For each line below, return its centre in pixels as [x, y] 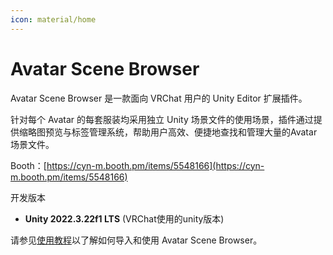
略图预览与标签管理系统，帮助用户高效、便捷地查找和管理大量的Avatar [172, 132]
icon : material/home [53, 19]
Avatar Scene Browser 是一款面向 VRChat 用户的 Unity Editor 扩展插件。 [159, 98]
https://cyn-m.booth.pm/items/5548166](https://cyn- [155, 165]
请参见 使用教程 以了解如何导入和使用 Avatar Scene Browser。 [136, 240]
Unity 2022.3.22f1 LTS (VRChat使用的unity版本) [124, 218]
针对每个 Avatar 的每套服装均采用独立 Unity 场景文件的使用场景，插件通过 [162, 119]
